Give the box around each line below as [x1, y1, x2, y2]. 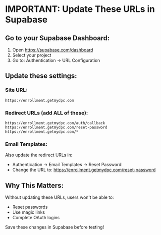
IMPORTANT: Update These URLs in [5, 3, 155, 15]
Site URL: [5, 87, 28, 94]
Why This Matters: [5, 181, 64, 189]
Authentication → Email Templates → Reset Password [12, 162, 122, 168]
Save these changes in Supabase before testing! [5, 224, 104, 230]
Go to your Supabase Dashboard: [5, 34, 110, 42]
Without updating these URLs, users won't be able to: [5, 194, 114, 200]
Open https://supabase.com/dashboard [12, 47, 93, 53]
